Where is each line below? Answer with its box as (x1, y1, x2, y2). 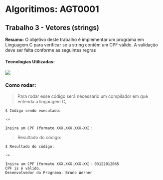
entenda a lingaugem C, (17, 98, 67, 104)
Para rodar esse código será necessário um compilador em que (17, 93, 148, 99)
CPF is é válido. (5, 166, 41, 171)
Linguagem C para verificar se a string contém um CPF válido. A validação (5, 42, 158, 48)
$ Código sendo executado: (5, 108, 61, 113)
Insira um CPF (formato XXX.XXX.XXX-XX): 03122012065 (5, 161, 120, 167)
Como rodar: (5, 82, 36, 89)
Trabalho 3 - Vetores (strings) (5, 23, 100, 32)
